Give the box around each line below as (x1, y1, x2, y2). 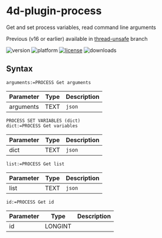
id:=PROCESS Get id (6, 199, 54, 205)
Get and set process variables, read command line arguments (6, 24, 157, 31)
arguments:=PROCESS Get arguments (6, 79, 92, 85)
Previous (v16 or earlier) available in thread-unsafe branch (6, 35, 148, 42)
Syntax (6, 64, 33, 74)
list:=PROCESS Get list (6, 161, 65, 167)
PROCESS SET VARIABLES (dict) (6, 117, 81, 124)
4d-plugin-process (6, 4, 102, 18)
